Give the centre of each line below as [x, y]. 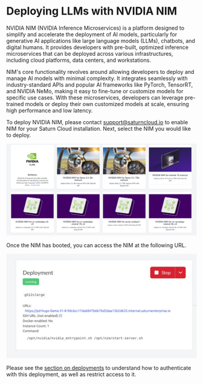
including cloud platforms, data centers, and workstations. [79, 60]
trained [15, 104]
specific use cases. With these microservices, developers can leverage [95, 98]
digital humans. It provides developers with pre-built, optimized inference [98, 47]
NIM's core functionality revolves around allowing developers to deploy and [100, 71]
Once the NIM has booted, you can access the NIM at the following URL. [96, 245]
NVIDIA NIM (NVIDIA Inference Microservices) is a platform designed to [95, 28]
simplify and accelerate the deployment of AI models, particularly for [92, 34]
